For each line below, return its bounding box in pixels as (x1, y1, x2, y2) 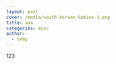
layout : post (6, 8, 39, 15)
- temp (11, 36, 28, 42)
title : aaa (6, 20, 33, 25)
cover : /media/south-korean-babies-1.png (6, 14, 111, 20)
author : (6, 31, 26, 37)
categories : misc (6, 25, 49, 31)
